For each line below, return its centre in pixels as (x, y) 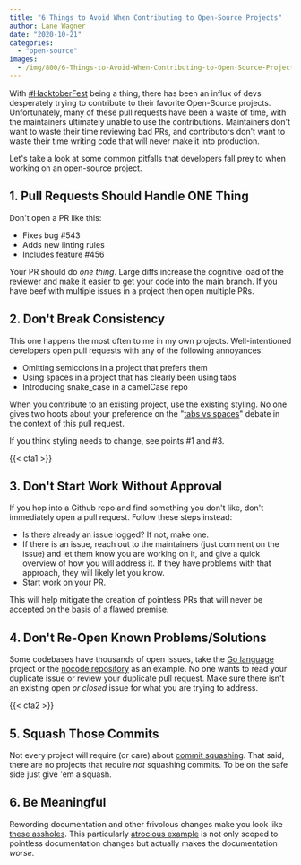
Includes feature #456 (63, 254)
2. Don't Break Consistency (87, 319)
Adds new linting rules (63, 244)
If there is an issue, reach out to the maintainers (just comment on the (150, 544)
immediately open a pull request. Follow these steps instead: (121, 517)
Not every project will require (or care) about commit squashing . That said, (147, 755)
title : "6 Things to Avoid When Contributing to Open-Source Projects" (146, 18)
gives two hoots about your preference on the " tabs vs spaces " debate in (145, 413)
